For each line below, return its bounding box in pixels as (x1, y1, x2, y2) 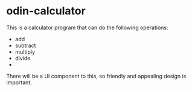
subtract (14, 42, 36, 49)
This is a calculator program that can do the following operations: (6, 24, 168, 31)
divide (14, 54, 31, 62)
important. (6, 79, 32, 86)
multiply (14, 48, 35, 55)
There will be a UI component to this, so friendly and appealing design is (6, 72, 187, 79)
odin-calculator (6, 4, 86, 18)
